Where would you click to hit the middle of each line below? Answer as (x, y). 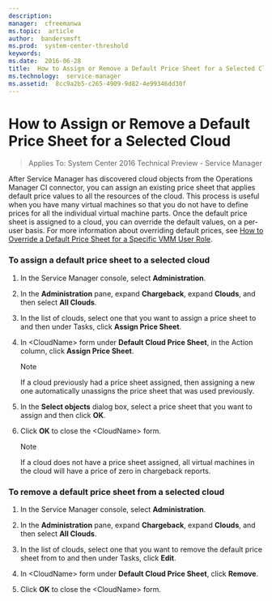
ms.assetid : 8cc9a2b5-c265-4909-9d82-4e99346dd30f (97, 83)
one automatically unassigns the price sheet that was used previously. (137, 390)
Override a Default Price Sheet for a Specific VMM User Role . (110, 239)
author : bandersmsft (45, 38)
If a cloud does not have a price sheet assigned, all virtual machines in (137, 462)
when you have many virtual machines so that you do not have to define (128, 205)
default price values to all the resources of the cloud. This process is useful (134, 196)
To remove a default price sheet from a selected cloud (117, 492)
